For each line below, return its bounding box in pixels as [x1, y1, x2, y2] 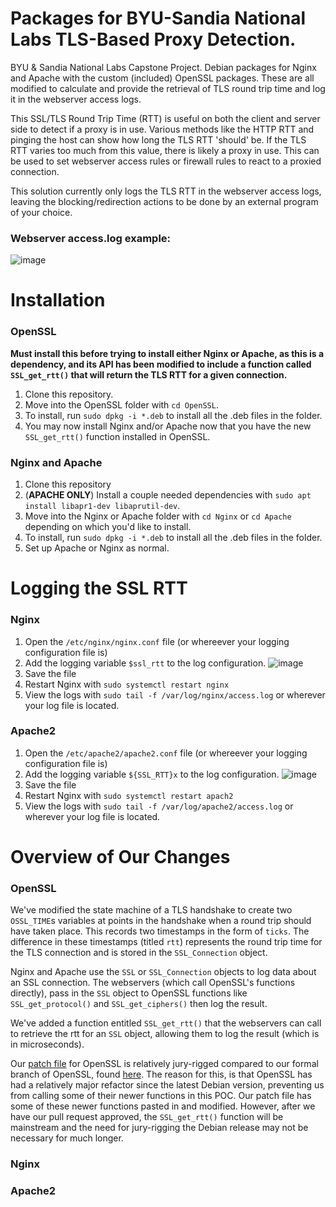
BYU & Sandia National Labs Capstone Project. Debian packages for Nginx [10, 61, 317, 73]
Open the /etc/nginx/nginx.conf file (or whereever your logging [24, 635, 290, 647]
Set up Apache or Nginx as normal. [24, 542, 170, 554]
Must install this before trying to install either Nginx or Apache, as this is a [10, 347, 325, 359]
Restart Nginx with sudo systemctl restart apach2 [24, 789, 234, 801]
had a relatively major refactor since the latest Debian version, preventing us [10, 1079, 325, 1091]
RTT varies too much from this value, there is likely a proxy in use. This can [10, 144, 320, 156]
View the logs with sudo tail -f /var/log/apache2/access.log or [24, 800, 294, 812]
